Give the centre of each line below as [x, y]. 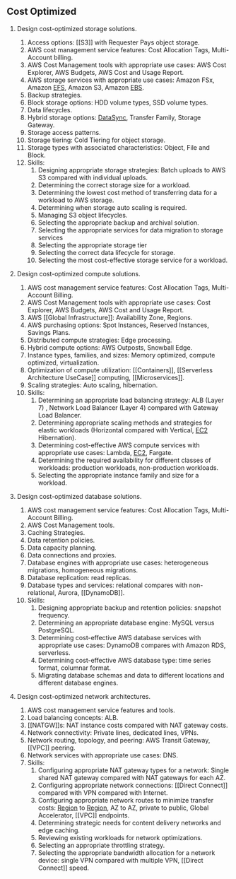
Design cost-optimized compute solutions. [78, 273]
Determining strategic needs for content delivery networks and [129, 822]
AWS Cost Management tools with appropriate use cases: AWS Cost [127, 65]
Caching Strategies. [56, 532]
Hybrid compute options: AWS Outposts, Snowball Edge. [110, 347]
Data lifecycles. [50, 110]
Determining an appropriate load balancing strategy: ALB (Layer [131, 400]
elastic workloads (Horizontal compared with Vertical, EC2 [123, 430]
